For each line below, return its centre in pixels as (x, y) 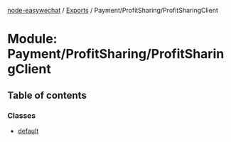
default (28, 131)
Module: (32, 39)
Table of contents (47, 95)
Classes (22, 115)
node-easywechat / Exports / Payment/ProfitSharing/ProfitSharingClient (113, 10)
